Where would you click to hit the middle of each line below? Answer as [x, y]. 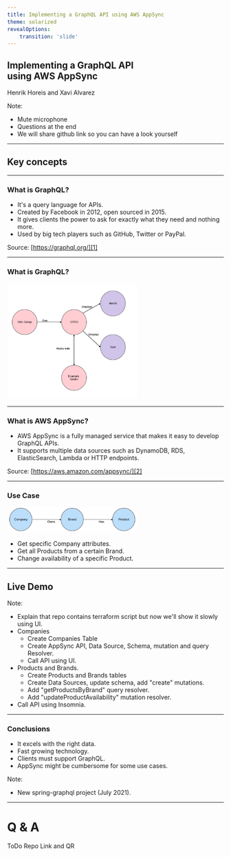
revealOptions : [29, 29]
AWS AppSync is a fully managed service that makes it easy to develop [118, 436]
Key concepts [37, 162]
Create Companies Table [63, 639]
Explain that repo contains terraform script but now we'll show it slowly [118, 617]
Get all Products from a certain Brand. [71, 551]
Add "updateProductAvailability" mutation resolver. [99, 698]
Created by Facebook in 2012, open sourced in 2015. [92, 212]
